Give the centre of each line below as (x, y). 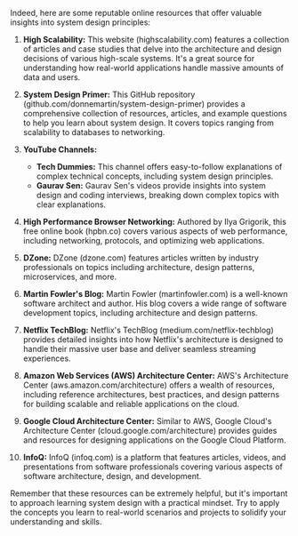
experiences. (47, 358)
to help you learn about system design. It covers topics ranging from (148, 123)
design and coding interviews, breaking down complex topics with (157, 195)
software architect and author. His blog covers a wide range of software (155, 303)
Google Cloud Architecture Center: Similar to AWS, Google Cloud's (147, 421)
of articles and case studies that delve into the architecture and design (153, 49)
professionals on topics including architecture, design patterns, (139, 267)
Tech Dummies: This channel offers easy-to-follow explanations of (159, 167)
